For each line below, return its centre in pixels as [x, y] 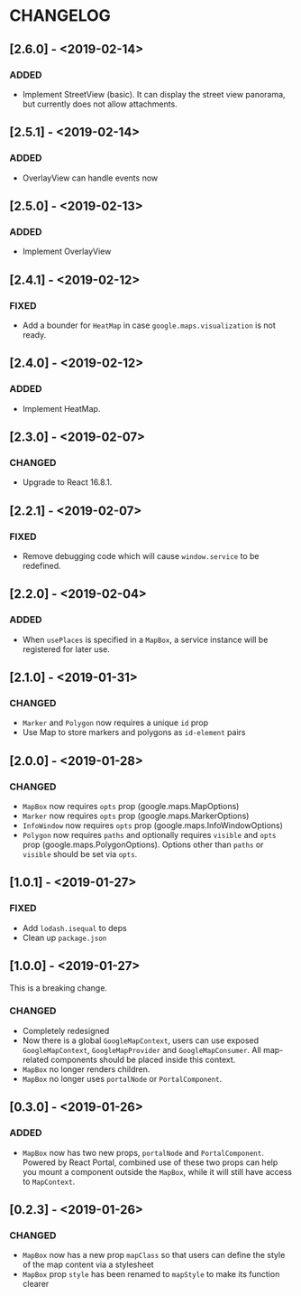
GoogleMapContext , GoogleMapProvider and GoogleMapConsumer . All [141, 1049]
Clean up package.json [64, 937]
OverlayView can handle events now [90, 178]
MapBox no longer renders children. [86, 1069]
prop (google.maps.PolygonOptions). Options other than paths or [143, 844]
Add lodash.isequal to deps [75, 928]
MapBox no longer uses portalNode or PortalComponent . [122, 1078]
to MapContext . [49, 1181]
